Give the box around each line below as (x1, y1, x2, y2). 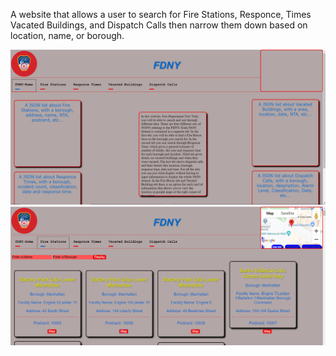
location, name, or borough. (10, 30, 125, 41)
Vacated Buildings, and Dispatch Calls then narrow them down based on (10, 19, 308, 31)
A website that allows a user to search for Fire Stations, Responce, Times (10, 9, 312, 20)
